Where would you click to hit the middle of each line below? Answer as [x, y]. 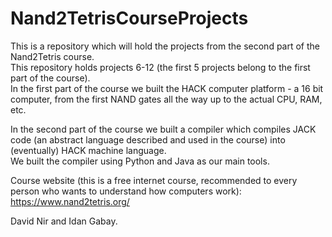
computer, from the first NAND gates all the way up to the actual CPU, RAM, [166, 99]
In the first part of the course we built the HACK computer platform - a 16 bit [167, 88]
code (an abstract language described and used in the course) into [148, 139]
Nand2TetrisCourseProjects [129, 18]
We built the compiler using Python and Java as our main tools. [140, 161]
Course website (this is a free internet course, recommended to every [154, 180]
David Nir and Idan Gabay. [64, 221]
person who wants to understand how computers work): [126, 191]
